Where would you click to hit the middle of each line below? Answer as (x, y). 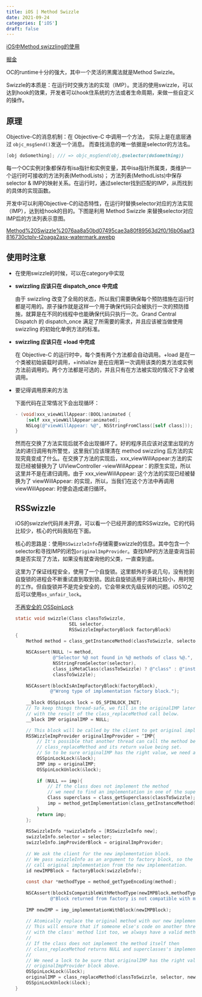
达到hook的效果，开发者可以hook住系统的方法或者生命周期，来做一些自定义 (100, 93)
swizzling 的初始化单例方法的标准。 (59, 329)
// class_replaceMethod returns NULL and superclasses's (99, 949)
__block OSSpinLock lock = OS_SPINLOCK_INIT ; (84, 703)
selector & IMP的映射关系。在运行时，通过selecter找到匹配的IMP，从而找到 (99, 183)
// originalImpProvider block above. (73, 966)
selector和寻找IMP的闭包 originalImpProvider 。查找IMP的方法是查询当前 (105, 551)
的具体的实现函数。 (30, 190)
